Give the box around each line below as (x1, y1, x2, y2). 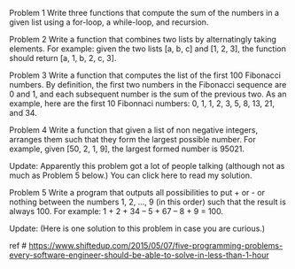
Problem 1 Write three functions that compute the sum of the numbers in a (9, 8, 280, 18)
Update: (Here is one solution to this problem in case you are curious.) (9, 223, 266, 234)
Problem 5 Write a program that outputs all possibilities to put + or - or (9, 188, 266, 197)
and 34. (9, 108, 37, 118)
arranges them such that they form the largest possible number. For (9, 134, 256, 144)
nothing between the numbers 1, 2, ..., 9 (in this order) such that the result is (9, 196, 286, 207)
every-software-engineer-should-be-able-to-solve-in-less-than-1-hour (9, 250, 269, 260)
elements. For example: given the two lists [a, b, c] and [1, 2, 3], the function (9, 43, 286, 54)
